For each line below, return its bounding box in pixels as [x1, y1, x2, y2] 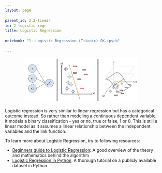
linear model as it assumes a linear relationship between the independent [5, 124, 151, 129]
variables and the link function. [5, 128, 67, 134]
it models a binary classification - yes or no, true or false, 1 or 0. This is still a [5, 118, 158, 124]
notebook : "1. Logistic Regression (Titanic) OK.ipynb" [5, 39, 120, 44]
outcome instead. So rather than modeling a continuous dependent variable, [5, 113, 157, 119]
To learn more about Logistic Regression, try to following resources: [5, 138, 140, 144]
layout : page [5, 8, 31, 13]
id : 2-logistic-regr [5, 23, 47, 28]
